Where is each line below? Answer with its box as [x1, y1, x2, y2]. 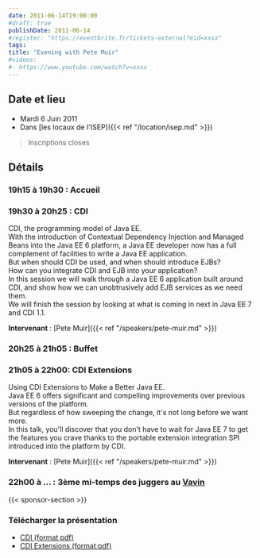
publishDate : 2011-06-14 [8, 26, 91, 34]
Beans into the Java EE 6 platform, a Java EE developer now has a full [8, 241, 237, 250]
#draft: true [8, 19, 52, 27]
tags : [8, 41, 26, 49]
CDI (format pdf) [19, 533, 74, 542]
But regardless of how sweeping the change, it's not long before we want [8, 408, 249, 418]
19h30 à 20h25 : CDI [8, 206, 89, 217]
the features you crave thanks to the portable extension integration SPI [8, 433, 240, 443]
